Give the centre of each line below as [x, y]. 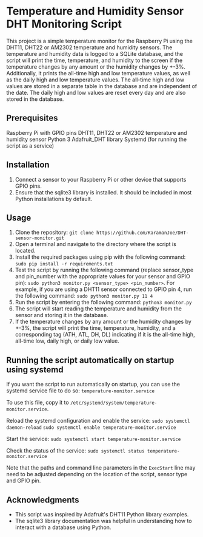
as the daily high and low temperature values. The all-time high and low [95, 80]
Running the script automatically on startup [90, 360]
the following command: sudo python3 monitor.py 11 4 [84, 296]
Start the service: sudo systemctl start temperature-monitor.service [94, 439]
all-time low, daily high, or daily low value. [67, 341]
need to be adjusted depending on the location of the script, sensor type [97, 474]
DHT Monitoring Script [64, 24]
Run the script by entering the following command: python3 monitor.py [103, 303]
